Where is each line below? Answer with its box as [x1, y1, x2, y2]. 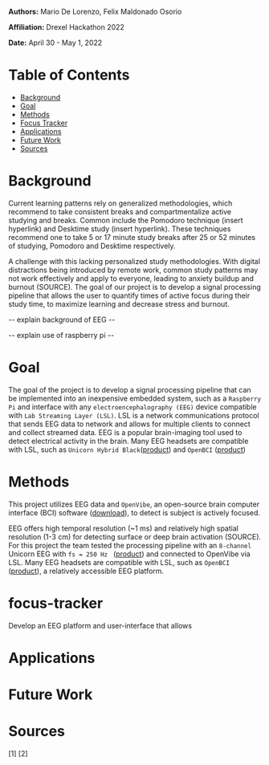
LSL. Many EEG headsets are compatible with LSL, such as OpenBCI [8, 557, 230, 567]
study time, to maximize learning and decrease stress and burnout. [8, 299, 230, 308]
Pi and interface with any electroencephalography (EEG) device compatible [8, 401, 257, 412]
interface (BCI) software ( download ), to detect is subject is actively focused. [8, 507, 261, 517]
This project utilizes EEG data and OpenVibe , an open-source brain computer [8, 499, 259, 509]
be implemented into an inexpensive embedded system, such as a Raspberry [8, 393, 262, 403]
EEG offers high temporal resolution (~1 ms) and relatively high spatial [8, 523, 239, 533]
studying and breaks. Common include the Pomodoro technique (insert [8, 215, 243, 225]
